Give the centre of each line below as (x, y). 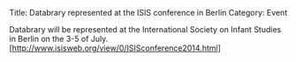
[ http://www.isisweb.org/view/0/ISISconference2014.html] (115, 48)
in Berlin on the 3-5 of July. (59, 39)
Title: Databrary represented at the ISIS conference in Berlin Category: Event (148, 13)
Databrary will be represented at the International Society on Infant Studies (145, 29)
